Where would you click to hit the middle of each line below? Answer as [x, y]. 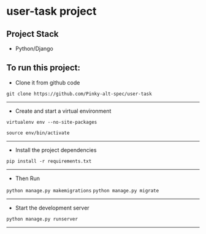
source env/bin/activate [38, 133]
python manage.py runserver [42, 219]
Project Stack [33, 34]
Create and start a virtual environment [63, 111]
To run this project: [44, 68]
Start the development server [52, 208]
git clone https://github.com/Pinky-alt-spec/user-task [79, 94]
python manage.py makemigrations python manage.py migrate [83, 191]
